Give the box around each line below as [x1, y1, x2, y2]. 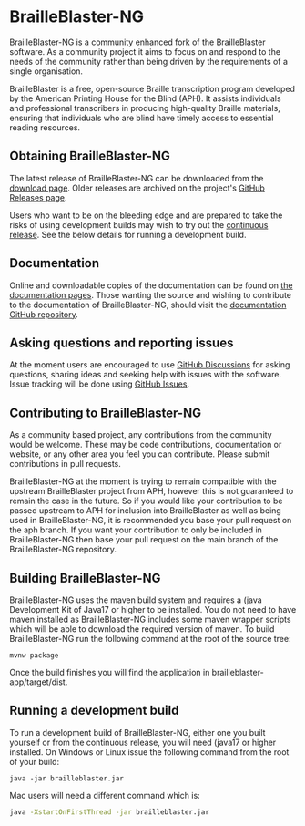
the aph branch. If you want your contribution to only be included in [9, 524, 262, 535]
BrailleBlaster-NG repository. [9, 544, 117, 555]
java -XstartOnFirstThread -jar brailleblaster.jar [9, 807, 209, 817]
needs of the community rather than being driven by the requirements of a [9, 56, 289, 67]
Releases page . [9, 191, 67, 202]
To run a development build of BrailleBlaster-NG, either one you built [9, 727, 266, 738]
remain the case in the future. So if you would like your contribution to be [9, 495, 283, 507]
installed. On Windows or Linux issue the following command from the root [9, 746, 290, 758]
